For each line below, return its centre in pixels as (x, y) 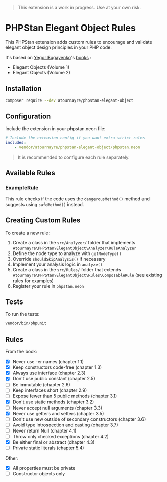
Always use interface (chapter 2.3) (49, 373)
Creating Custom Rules (43, 221)
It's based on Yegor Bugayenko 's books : (49, 57)
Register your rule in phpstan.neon (48, 286)
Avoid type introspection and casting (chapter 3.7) (65, 425)
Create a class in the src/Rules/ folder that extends (67, 269)
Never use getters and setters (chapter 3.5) (58, 413)
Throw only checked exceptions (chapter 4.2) (61, 436)
